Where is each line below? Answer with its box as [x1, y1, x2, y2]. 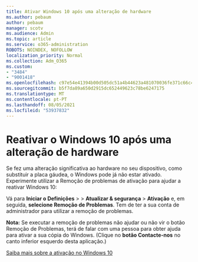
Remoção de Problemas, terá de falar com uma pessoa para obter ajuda [6, 225, 181, 232]
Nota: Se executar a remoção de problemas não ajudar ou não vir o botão [6, 219, 186, 226]
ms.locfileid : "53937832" [6, 107, 70, 113]
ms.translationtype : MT [6, 91, 65, 97]
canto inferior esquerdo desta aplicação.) [6, 238, 107, 245]
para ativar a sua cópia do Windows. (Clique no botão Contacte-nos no [6, 231, 181, 239]
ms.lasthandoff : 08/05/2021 [6, 101, 75, 108]
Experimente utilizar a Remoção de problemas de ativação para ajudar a [6, 178, 181, 185]
